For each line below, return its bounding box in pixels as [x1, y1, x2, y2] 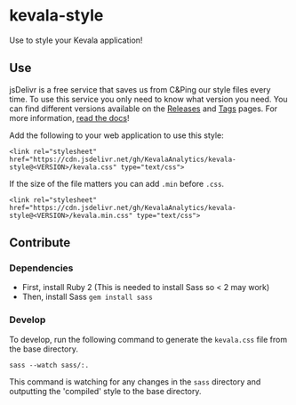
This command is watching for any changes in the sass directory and [9, 376, 261, 387]
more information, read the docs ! [9, 112, 130, 123]
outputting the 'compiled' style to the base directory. [9, 385, 202, 396]
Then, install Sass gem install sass [21, 291, 153, 303]
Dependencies [9, 262, 74, 274]
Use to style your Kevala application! [9, 35, 143, 45]
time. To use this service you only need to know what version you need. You [9, 93, 288, 104]
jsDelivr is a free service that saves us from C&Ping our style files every [9, 84, 271, 94]
